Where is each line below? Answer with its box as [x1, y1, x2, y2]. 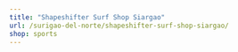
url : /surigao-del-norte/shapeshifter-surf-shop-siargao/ [9, 21, 229, 30]
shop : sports [9, 29, 58, 38]
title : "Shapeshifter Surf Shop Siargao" [9, 12, 166, 22]
